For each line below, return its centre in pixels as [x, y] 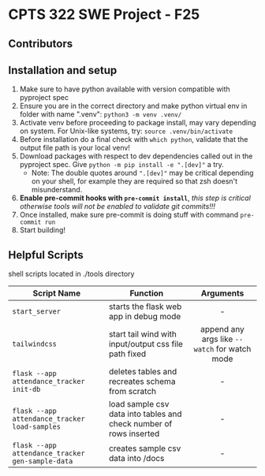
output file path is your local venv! [75, 148]
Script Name [57, 293]
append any [222, 329]
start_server [37, 312]
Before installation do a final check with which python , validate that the [134, 139]
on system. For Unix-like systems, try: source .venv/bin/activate [126, 131]
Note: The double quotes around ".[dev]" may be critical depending [142, 173]
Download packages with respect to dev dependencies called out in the [136, 156]
